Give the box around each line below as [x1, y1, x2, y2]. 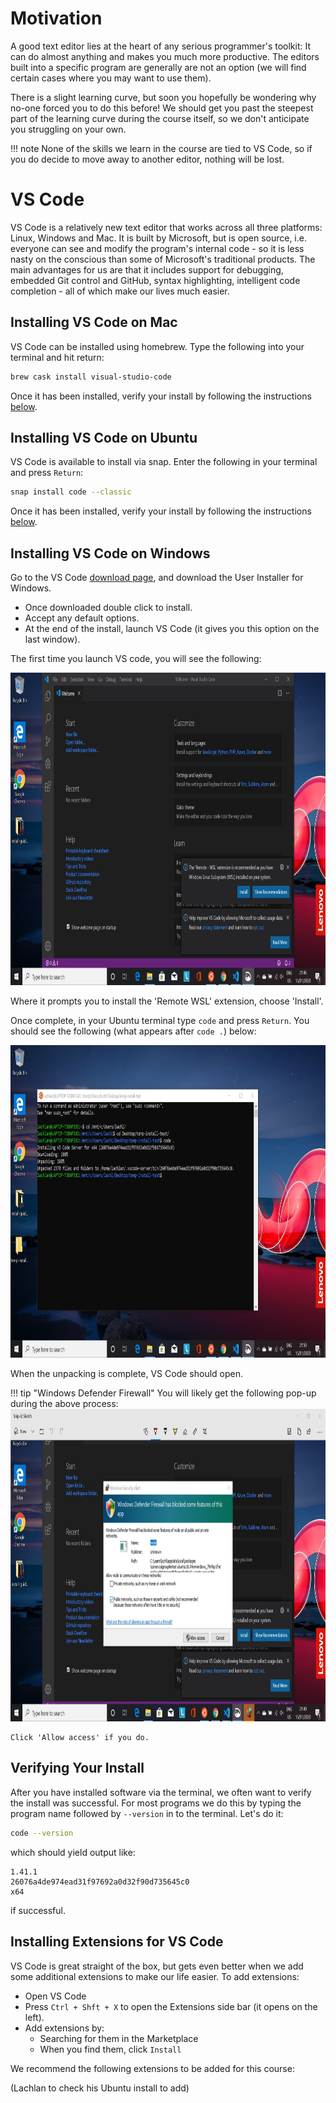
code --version [10, 1828, 74, 1838]
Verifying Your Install [10, 1760, 145, 1777]
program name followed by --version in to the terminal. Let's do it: [10, 1807, 284, 1819]
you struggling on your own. [10, 123, 127, 135]
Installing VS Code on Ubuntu [10, 429, 198, 446]
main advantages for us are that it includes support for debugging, [10, 263, 284, 276]
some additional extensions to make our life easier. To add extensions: [10, 1970, 300, 1982]
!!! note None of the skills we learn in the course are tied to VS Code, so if [10, 142, 313, 154]
